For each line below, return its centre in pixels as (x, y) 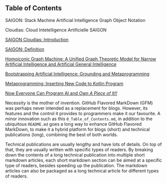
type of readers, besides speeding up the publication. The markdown (76, 165)
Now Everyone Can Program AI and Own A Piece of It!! (61, 93)
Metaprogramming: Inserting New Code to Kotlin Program (64, 83)
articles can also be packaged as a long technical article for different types (82, 171)
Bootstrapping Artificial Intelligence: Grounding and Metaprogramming (77, 74)
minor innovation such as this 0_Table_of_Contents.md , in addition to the (79, 119)
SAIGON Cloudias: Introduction (37, 39)
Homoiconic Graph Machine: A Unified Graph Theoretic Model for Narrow (81, 59)
